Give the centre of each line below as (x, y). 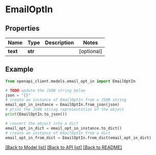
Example (19, 69)
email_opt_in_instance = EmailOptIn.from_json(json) (62, 105)
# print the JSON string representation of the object (65, 109)
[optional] (90, 51)
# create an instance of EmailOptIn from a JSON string (66, 100)
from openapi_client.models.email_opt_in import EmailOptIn (71, 81)
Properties (22, 28)
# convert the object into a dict (42, 123)
